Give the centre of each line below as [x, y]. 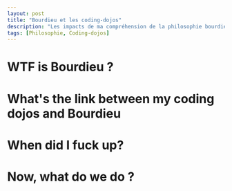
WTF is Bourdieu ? [60, 67]
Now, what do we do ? [71, 176]
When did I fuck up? [66, 145]
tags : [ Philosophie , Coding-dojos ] [58, 33]
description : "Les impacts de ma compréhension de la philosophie [105, 26]
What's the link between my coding [111, 99]
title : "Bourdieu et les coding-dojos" [65, 20]
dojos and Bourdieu [64, 113]
